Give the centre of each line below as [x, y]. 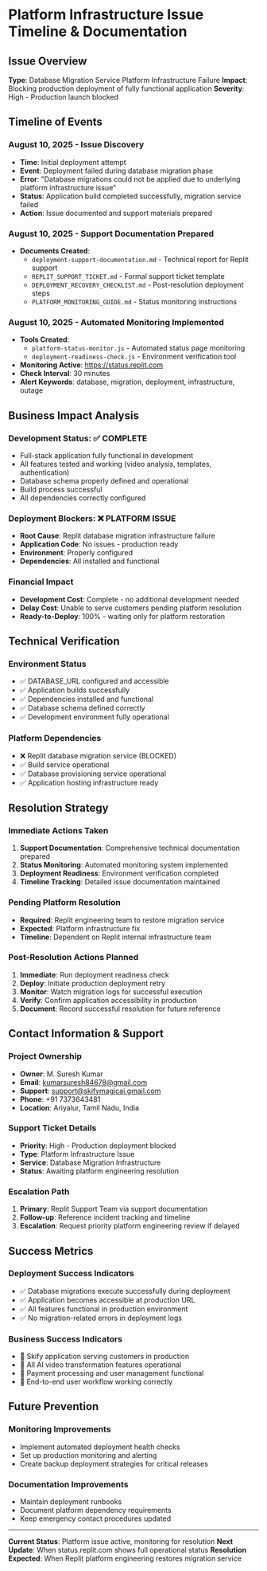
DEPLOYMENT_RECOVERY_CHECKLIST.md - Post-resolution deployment [137, 284]
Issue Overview [48, 61]
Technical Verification [64, 641]
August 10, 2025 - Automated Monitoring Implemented [116, 322]
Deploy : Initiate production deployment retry [92, 983]
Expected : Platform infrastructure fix [80, 928]
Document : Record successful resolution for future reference [120, 1009]
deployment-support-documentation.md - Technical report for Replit [140, 259]
